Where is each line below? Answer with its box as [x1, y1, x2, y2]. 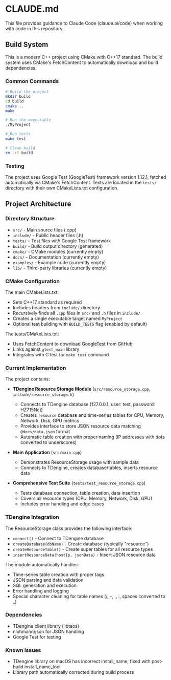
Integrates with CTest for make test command [12, 351, 109, 357]
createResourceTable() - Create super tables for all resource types [12, 546, 153, 552]
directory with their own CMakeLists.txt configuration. [5, 185, 119, 191]
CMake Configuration [5, 278, 60, 285]
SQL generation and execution [12, 582, 77, 588]
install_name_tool [24, 664, 61, 670]
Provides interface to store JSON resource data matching [20, 423, 141, 429]
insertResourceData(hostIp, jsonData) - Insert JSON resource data [12, 551, 156, 558]
